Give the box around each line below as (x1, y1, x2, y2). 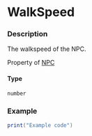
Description (7, 29, 48, 39)
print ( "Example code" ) (7, 121, 73, 129)
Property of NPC (7, 59, 55, 67)
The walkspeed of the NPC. (7, 45, 86, 53)
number (7, 90, 26, 97)
